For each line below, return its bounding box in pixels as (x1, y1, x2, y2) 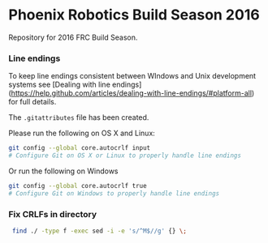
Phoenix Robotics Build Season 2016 (8, 6, 260, 24)
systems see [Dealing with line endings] (8, 79, 142, 90)
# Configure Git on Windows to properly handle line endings (8, 189, 220, 198)
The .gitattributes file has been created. (8, 113, 149, 122)
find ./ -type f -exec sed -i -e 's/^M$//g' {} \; (11, 227, 187, 236)
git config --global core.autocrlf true (8, 181, 148, 190)
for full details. (8, 97, 57, 107)
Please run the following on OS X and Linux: (8, 128, 156, 139)
